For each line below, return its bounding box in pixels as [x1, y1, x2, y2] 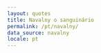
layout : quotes [7, 10, 51, 17]
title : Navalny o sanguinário [7, 17, 95, 23]
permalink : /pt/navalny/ [7, 23, 79, 30]
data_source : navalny [7, 29, 70, 36]
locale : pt [7, 36, 39, 43]
